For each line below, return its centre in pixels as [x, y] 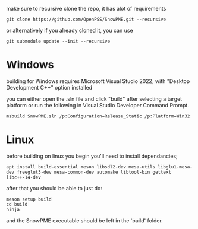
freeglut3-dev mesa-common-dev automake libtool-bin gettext [94, 172]
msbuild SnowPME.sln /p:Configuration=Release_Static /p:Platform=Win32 [98, 116]
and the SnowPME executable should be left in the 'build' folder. [85, 220]
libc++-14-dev [24, 177]
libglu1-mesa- [175, 167]
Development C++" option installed [49, 87]
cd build [17, 204]
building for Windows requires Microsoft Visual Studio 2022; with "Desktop [98, 81]
